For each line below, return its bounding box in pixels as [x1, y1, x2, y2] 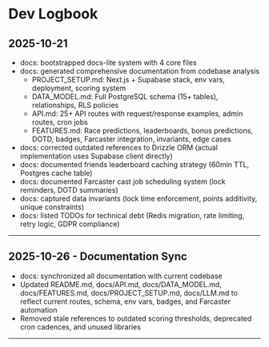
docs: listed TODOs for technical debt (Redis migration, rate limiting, [19, 211, 245, 220]
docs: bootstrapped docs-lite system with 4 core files [19, 58, 198, 67]
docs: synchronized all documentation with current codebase [19, 271, 223, 281]
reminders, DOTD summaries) [19, 185, 118, 194]
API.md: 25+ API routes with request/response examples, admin [31, 109, 243, 118]
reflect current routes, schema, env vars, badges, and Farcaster [19, 297, 231, 306]
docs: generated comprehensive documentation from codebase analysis [19, 66, 260, 76]
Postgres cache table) [19, 169, 93, 177]
